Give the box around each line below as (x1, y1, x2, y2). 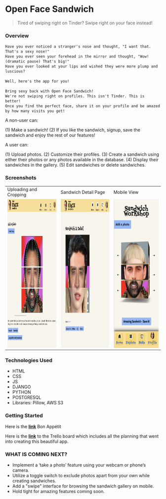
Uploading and (7, 187, 38, 192)
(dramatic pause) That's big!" (5, 59, 70, 64)
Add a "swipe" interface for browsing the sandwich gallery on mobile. (12, 483, 154, 489)
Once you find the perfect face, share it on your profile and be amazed (5, 104, 161, 109)
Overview (5, 32, 29, 39)
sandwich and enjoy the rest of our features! (5, 132, 95, 138)
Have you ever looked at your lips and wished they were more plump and (5, 64, 158, 69)
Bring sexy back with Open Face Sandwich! (5, 89, 94, 94)
